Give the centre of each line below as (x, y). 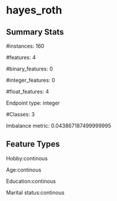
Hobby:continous (27, 158)
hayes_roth (34, 10)
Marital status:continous (35, 192)
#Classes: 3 (21, 114)
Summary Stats (35, 32)
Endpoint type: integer (33, 103)
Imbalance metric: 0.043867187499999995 (59, 126)
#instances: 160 (25, 46)
